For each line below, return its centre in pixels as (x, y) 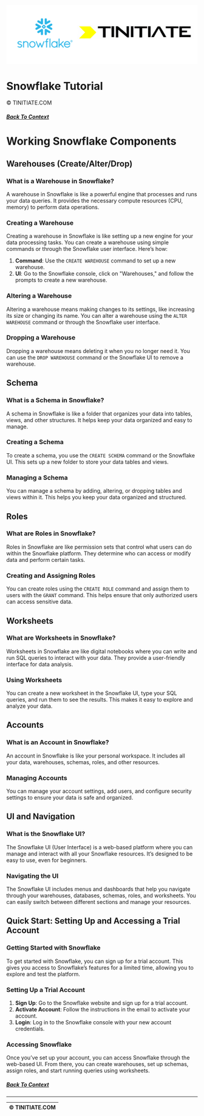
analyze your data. (29, 706)
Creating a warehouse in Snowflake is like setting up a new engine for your (100, 236)
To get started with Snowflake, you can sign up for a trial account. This (95, 961)
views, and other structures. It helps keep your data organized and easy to (99, 420)
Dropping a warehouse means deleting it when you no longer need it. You (98, 351)
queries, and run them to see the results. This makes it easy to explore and (100, 700)
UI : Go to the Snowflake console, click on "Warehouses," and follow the (104, 274)
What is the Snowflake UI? (46, 834)
